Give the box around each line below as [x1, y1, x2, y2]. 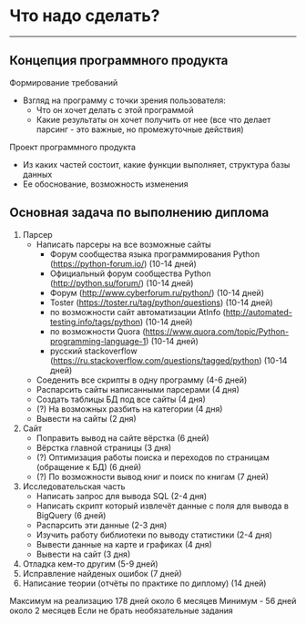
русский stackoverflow [49, 345, 138, 356]
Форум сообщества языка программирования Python [49, 248, 260, 260]
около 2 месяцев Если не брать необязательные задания [9, 605, 234, 616]
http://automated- [225, 306, 293, 317]
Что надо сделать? [9, 5, 160, 26]
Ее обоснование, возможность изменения [22, 179, 189, 190]
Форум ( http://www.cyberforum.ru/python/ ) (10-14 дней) [49, 287, 265, 298]
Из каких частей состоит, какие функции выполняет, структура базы [22, 159, 291, 169]
